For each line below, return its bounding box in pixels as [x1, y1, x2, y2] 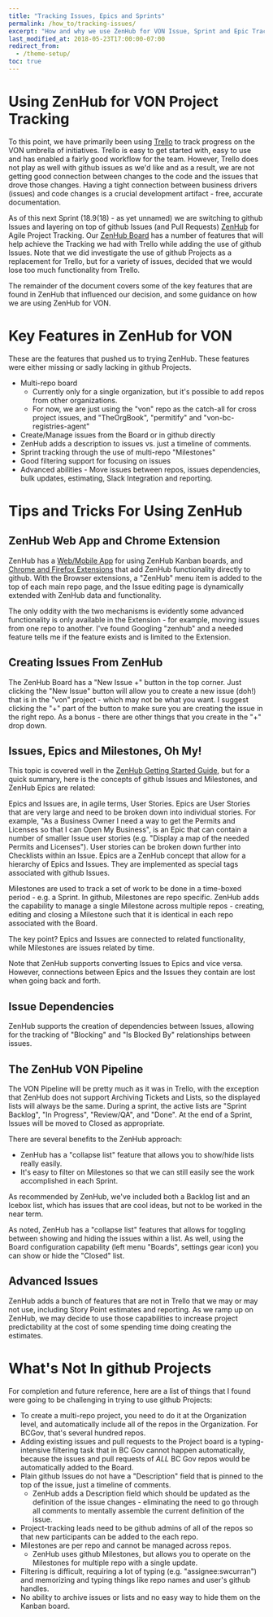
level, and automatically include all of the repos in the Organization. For [19, 1419, 258, 1429]
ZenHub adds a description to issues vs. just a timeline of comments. [19, 438, 252, 448]
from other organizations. [32, 395, 118, 405]
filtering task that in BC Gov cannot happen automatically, [52, 1445, 245, 1455]
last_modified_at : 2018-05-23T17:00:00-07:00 [8, 34, 165, 43]
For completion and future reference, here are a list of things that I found [8, 1386, 251, 1395]
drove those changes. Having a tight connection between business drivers [8, 180, 258, 190]
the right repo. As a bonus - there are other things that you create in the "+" [8, 712, 262, 722]
